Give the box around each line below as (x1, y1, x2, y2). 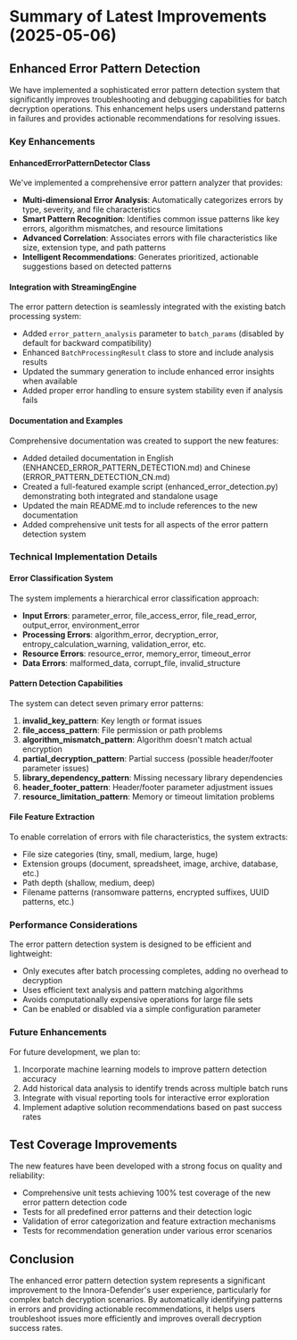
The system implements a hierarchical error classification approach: (9, 593, 260, 603)
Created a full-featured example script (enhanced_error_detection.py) (21, 481, 279, 492)
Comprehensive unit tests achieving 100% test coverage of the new (21, 1187, 271, 1199)
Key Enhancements (9, 135, 95, 147)
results (21, 357, 48, 367)
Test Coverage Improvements (9, 1137, 177, 1152)
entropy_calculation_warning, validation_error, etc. (21, 638, 207, 649)
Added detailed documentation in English (21, 452, 174, 463)
